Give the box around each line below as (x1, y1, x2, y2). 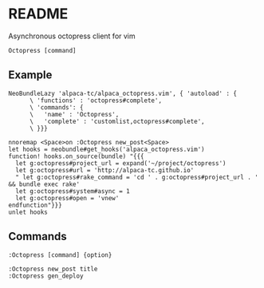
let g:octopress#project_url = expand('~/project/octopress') (15, 159, 227, 168)
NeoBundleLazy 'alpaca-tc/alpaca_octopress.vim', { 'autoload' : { (8, 89, 238, 97)
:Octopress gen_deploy (8, 272, 84, 280)
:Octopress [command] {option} (8, 251, 112, 259)
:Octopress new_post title (8, 265, 98, 273)
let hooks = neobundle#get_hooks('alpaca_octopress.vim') (8, 145, 205, 153)
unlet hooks (8, 208, 48, 216)
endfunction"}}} (8, 201, 62, 209)
